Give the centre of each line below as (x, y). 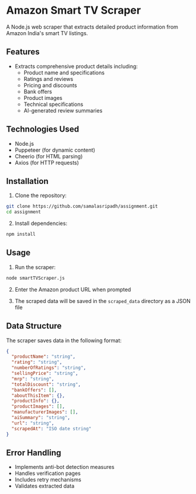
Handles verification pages (48, 473)
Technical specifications (53, 104)
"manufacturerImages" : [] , (45, 412)
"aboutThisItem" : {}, (38, 395)
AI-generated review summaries (63, 110)
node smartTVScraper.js (36, 278)
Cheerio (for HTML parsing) (49, 156)
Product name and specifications (64, 73)
